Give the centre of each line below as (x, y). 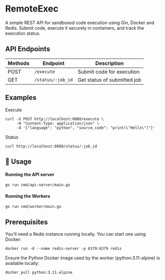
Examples (21, 98)
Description (109, 63)
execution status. (23, 33)
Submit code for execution (108, 72)
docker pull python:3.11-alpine (39, 272)
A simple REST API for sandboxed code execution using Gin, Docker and (80, 23)
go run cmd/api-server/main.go (38, 185)
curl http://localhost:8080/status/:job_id (51, 146)
